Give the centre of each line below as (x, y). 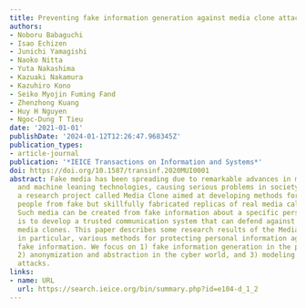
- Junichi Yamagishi (49, 52)
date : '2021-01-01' (46, 128)
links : (22, 272)
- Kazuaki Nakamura (46, 77)
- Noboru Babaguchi (46, 35)
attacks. (34, 264)
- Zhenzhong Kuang (44, 103)
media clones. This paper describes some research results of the (146, 230)
